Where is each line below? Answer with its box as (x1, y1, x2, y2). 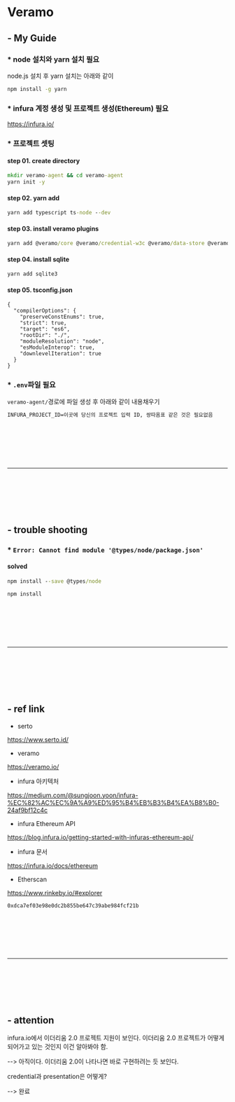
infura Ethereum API (17, 819, 76, 827)
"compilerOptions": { (13, 308, 77, 315)
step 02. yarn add (7, 193, 60, 202)
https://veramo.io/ (7, 762, 59, 771)
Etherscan (17, 875, 48, 883)
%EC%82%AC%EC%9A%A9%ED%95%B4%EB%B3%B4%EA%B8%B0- (7, 798, 220, 806)
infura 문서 (17, 847, 48, 855)
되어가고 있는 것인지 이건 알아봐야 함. (7, 1042, 108, 1051)
